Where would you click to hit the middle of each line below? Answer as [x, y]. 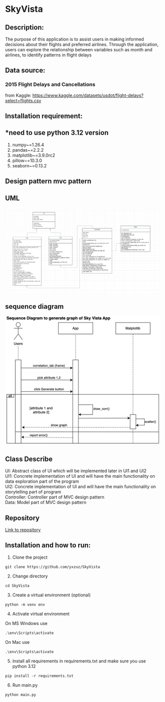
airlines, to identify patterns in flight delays [49, 55]
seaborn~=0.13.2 [29, 165]
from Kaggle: [18, 95]
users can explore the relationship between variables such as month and [79, 50]
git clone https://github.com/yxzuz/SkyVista [52, 567]
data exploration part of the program [42, 481]
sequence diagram [34, 307]
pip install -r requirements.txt [39, 676]
